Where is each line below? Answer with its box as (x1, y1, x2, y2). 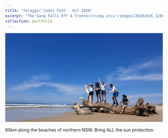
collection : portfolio (5, 18, 52, 23)
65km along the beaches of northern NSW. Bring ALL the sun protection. (5, 126, 155, 132)
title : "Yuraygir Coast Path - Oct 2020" (5, 8, 93, 13)
